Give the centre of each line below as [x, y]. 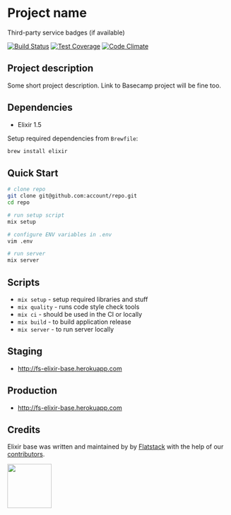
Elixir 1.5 [30, 124]
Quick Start [33, 173]
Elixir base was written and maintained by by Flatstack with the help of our [115, 447]
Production [32, 390]
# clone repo [26, 189]
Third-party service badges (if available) [66, 32]
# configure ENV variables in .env [60, 234]
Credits [24, 429]
